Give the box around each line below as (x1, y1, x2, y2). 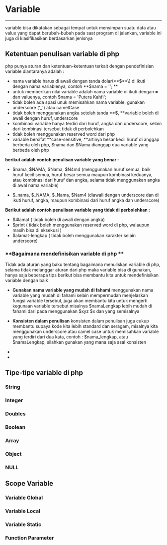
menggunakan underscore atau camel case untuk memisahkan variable (12, 328, 159, 335)
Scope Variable (5, 479, 54, 488)
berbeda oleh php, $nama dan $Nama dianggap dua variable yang (12, 141, 149, 148)
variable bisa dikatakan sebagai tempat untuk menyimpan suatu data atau (5, 24, 156, 30)
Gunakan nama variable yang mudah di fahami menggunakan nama (12, 287, 154, 293)
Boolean (5, 424, 26, 431)
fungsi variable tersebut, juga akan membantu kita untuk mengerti (12, 298, 148, 304)
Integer (5, 397, 23, 404)
